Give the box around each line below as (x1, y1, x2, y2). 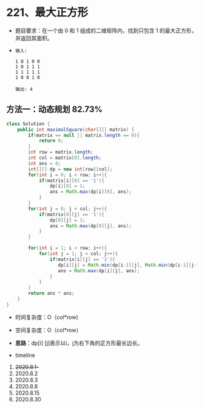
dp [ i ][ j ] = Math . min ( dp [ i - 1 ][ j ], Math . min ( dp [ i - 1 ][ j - (58, 262, 197, 268)
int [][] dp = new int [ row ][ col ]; (28, 166, 113, 172)
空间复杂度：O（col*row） (15, 326, 82, 334)
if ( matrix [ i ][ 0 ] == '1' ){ (38, 177, 104, 183)
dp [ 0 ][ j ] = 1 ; (49, 217, 86, 223)
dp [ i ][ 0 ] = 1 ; (49, 183, 86, 189)
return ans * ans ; (28, 290, 75, 297)
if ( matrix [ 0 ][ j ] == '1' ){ (38, 211, 104, 217)
